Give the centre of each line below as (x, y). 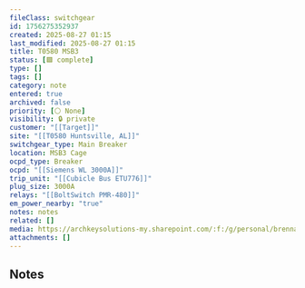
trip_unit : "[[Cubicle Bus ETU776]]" (81, 178)
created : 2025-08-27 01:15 (60, 35)
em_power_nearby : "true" (56, 204)
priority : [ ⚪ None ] (48, 111)
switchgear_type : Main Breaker (69, 144)
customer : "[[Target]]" (54, 128)
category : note (38, 85)
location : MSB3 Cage (49, 153)
